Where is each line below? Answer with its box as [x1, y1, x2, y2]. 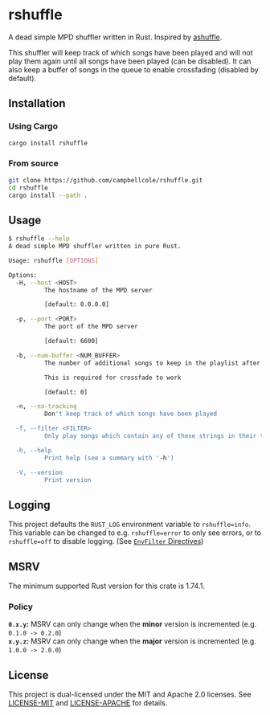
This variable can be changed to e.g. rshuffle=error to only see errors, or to [8, 528, 262, 537]
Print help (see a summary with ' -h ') [43, 454, 174, 462]
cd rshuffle [8, 183, 48, 192]
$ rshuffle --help [8, 235, 70, 243]
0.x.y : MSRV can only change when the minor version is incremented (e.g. [8, 619, 257, 629]
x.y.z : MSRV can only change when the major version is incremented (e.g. [8, 636, 257, 646]
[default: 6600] [43, 337, 99, 345]
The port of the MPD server [43, 323, 138, 331]
